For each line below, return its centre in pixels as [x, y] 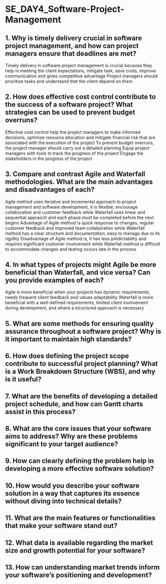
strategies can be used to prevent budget [70, 112]
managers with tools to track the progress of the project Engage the [74, 153]
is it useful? [23, 379]
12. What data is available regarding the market [79, 543]
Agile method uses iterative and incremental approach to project [71, 202]
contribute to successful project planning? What [82, 364]
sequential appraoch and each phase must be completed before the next [80, 218]
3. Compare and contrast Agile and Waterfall [75, 174]
